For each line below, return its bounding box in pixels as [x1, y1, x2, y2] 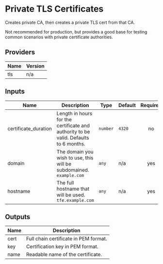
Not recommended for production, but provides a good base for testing [5, 29, 147, 35]
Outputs [5, 212, 31, 221]
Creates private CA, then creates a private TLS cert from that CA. [5, 19, 135, 25]
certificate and [56, 122, 90, 129]
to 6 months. [56, 140, 86, 147]
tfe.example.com [56, 197, 94, 203]
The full [56, 179, 74, 186]
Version [26, 62, 45, 69]
